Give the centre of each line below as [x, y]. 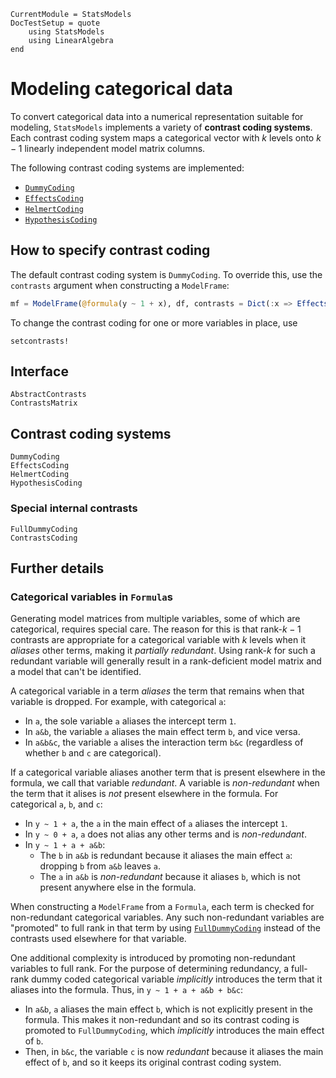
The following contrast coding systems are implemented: [127, 167]
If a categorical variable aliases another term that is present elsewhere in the [168, 772]
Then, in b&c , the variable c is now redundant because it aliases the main [174, 1052]
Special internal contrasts [74, 508]
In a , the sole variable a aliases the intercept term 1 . [130, 721]
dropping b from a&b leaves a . [100, 866]
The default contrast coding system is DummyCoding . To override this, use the [166, 274]
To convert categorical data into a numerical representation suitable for [157, 116]
